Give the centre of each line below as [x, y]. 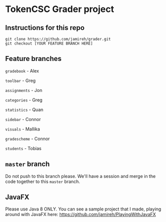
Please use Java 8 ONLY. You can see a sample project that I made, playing [83, 209]
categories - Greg [24, 100]
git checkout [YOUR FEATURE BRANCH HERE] [49, 43]
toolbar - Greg [21, 80]
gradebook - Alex [22, 70]
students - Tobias [23, 148]
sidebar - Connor [23, 119]
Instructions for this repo [45, 28]
